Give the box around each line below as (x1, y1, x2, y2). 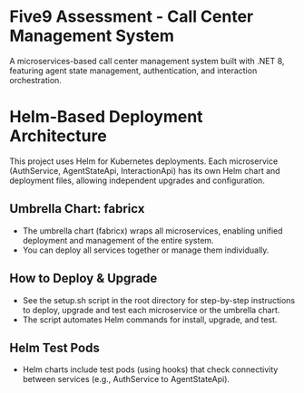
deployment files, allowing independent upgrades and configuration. (9, 175, 265, 186)
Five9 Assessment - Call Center (9, 6, 254, 27)
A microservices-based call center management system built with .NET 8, (9, 55, 285, 66)
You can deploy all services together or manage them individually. (22, 244, 270, 255)
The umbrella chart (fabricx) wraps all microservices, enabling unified (22, 225, 283, 236)
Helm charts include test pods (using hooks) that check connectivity (22, 364, 279, 375)
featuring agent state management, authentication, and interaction (9, 65, 258, 76)
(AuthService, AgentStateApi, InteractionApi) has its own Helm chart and (9, 165, 280, 176)
